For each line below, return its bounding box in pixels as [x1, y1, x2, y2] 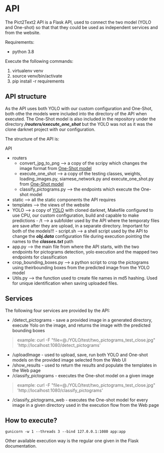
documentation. [5, 443, 37, 449]
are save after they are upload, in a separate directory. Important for [12, 223, 149, 228]
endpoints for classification [12, 254, 68, 260]
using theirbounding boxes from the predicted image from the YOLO [12, 264, 150, 270]
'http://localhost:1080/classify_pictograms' [17, 387, 103, 393]
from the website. [5, 29, 41, 35]
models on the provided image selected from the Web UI [12, 357, 126, 363]
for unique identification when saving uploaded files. [12, 280, 118, 286]
